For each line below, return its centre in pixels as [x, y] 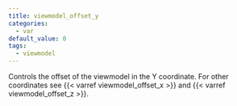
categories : [28, 23]
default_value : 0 [37, 38]
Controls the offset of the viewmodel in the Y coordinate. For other [118, 76]
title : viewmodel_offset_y [54, 16]
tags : [17, 46]
